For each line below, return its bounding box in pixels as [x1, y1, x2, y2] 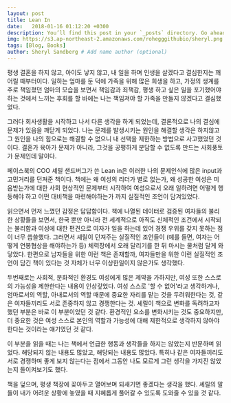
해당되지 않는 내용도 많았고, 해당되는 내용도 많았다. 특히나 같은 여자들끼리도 [21, 348, 223, 356]
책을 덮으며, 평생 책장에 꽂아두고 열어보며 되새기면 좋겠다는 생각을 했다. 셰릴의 [7, 380, 217, 388]
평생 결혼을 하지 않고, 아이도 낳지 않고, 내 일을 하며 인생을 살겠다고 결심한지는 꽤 [7, 68, 221, 76]
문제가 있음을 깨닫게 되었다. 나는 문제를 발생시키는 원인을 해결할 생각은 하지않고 [7, 125, 220, 134]
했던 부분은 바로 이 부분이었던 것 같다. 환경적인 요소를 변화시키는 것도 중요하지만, [7, 307, 223, 316]
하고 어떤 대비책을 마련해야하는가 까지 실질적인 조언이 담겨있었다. [25, 192, 200, 200]
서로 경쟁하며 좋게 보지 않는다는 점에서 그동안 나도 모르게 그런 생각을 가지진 [7, 356, 209, 365]
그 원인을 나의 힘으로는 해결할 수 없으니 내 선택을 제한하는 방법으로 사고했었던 [7, 134, 214, 143]
